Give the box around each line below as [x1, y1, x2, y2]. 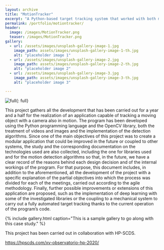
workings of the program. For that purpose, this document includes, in [5, 164, 146, 170]
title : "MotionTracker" [5, 12, 54, 17]
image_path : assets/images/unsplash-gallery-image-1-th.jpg [14, 48, 139, 53]
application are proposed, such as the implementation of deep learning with [5, 190, 158, 196]
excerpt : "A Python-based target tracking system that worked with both [5, 16, 156, 21]
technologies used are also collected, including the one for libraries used [5, 149, 151, 155]
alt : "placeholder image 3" [14, 80, 71, 85]
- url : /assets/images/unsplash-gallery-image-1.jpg [9, 44, 119, 48]
